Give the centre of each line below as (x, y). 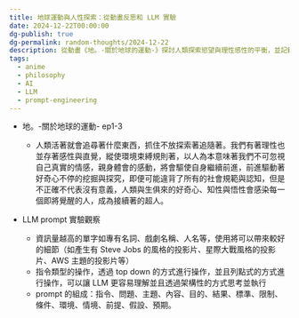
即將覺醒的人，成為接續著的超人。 (106, 201)
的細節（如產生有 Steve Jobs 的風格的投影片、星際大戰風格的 (148, 250)
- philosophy (41, 76)
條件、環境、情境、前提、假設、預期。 (105, 305)
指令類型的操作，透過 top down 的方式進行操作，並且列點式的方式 (156, 272)
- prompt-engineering (57, 100)
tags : (19, 59)
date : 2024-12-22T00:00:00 (59, 26)
